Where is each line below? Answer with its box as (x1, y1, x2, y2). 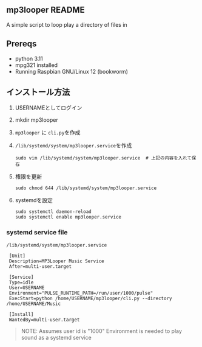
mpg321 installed (15, 61, 58, 69)
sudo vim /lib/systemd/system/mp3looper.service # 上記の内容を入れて (15, 155, 192, 161)
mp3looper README (6, 5, 85, 15)
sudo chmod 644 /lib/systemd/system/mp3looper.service (15, 185, 157, 191)
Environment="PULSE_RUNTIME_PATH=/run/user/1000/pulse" (8, 290, 153, 296)
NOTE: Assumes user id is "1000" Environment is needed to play (21, 327, 182, 334)
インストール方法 (6, 87, 70, 97)
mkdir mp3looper (15, 116, 59, 124)
